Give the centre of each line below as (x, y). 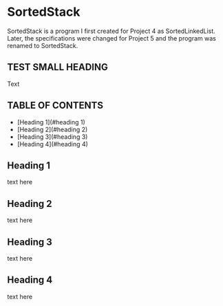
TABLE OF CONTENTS (55, 106)
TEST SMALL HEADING (58, 67)
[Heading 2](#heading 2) (52, 129)
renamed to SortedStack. (43, 45)
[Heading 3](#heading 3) (52, 136)
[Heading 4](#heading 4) (52, 144)
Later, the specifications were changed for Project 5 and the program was (112, 38)
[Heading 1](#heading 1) (51, 122)
